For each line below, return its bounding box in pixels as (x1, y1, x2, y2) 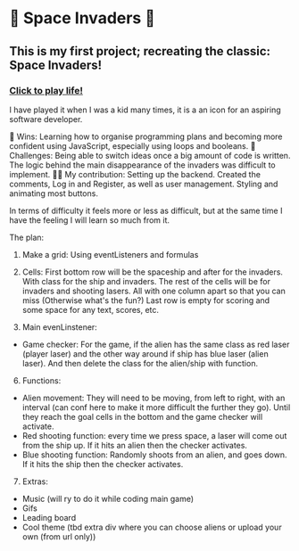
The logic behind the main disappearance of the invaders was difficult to (9, 160, 276, 170)
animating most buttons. (9, 187, 98, 199)
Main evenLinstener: (21, 321, 98, 333)
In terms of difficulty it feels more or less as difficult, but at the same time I (9, 205, 283, 216)
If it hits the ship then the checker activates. (21, 458, 184, 469)
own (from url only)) (21, 530, 96, 542)
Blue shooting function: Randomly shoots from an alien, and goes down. (21, 449, 287, 460)
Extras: (21, 476, 49, 487)
